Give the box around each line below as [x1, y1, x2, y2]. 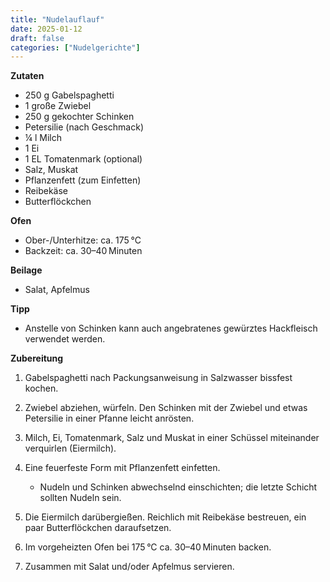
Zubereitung [10, 352, 64, 365]
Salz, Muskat [24, 164, 79, 176]
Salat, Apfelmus [24, 284, 90, 296]
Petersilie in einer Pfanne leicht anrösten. [24, 412, 195, 425]
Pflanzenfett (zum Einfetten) [24, 174, 142, 186]
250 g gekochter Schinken [24, 111, 135, 123]
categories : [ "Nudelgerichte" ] [10, 42, 141, 53]
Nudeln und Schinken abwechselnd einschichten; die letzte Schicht [39, 481, 318, 493]
